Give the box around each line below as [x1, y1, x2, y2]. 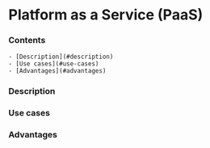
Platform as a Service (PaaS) [8, 6, 204, 24]
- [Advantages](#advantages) [8, 67, 107, 75]
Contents [8, 35, 46, 46]
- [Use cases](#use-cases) [8, 60, 99, 68]
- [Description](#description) [8, 53, 114, 61]
